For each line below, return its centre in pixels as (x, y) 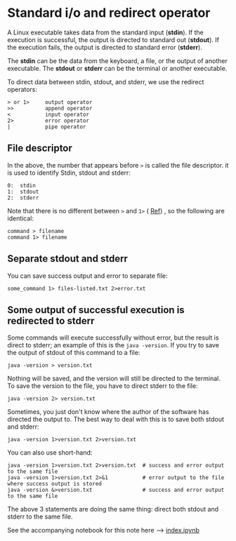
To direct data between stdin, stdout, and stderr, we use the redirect (106, 81)
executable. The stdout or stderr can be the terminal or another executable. (117, 68)
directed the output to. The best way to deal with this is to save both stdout (116, 420)
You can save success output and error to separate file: (87, 276)
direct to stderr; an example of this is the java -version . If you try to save (113, 345)
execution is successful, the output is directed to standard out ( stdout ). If (113, 39)
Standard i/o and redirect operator (109, 13)
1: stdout (23, 192)
